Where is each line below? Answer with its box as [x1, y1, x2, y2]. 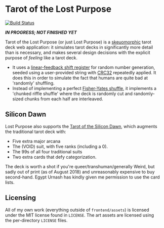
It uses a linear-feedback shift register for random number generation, [12, 64, 155, 70]
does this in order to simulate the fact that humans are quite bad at [12, 75, 148, 81]
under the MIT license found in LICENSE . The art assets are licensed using [5, 212, 154, 218]
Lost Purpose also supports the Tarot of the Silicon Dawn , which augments [5, 123, 158, 129]
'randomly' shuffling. [12, 80, 55, 86]
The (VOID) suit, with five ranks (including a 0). [12, 143, 108, 149]
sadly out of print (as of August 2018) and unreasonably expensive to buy [5, 169, 155, 175]
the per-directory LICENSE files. [5, 217, 68, 223]
